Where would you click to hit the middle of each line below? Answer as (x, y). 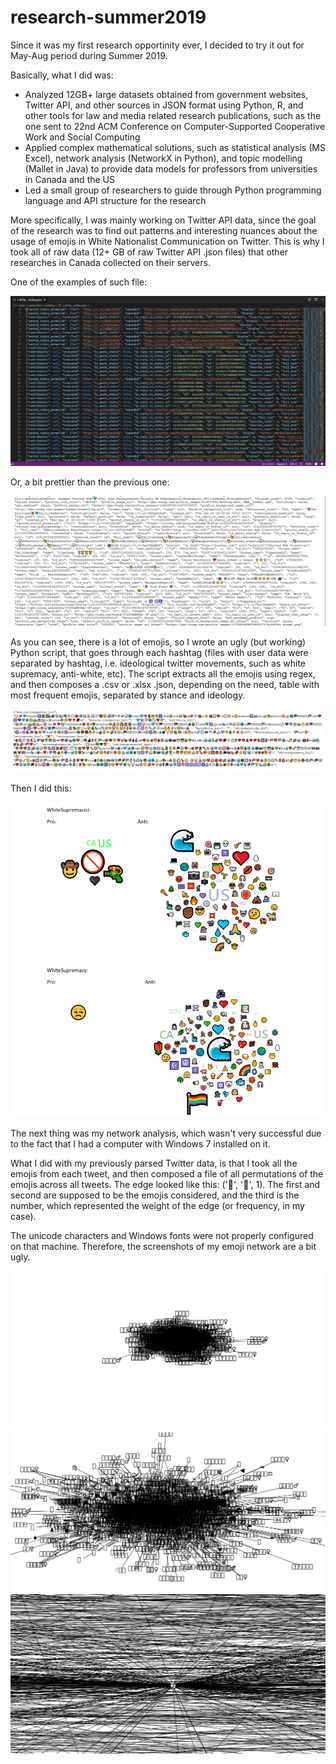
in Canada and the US (69, 179)
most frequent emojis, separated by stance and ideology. (128, 695)
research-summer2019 (108, 17)
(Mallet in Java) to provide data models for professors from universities (171, 168)
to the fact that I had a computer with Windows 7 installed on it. (140, 1143)
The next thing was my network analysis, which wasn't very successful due (166, 1133)
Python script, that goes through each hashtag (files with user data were (159, 652)
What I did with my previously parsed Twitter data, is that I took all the (154, 1163)
